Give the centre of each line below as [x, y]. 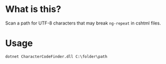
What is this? [33, 9]
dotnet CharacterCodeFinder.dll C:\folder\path [56, 56]
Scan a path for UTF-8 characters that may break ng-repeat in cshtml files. [83, 23]
